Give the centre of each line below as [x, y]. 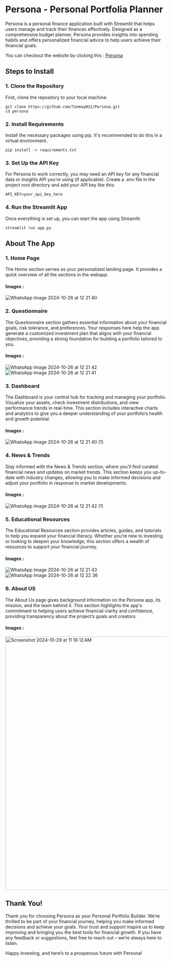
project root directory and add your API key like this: [60, 185]
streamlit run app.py [28, 228]
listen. [12, 943]
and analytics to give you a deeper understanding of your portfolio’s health [84, 413]
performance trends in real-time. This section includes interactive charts [82, 408]
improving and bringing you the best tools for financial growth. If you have [83, 932]
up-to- [160, 472]
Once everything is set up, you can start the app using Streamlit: [73, 218]
